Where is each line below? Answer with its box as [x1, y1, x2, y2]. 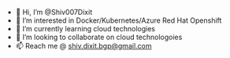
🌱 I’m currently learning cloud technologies [15, 24, 156, 33]
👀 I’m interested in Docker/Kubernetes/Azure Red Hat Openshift [15, 16, 222, 25]
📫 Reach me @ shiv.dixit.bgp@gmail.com [15, 42, 152, 50]
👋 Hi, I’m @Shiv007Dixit [15, 8, 93, 16]
